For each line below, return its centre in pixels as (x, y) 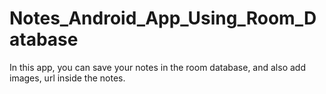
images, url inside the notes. (67, 78)
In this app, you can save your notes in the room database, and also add (157, 67)
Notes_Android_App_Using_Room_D (163, 18)
